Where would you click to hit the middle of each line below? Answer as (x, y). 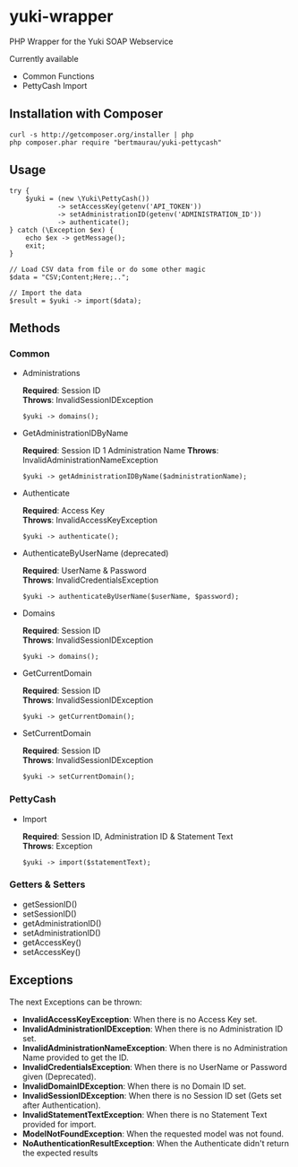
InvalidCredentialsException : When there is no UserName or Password (155, 1066)
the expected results (60, 1153)
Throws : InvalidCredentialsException (90, 580)
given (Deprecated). (59, 1076)
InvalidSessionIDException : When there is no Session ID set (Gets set (152, 1095)
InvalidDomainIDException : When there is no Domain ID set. (134, 1086)
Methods (35, 328)
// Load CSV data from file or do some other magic (107, 269)
